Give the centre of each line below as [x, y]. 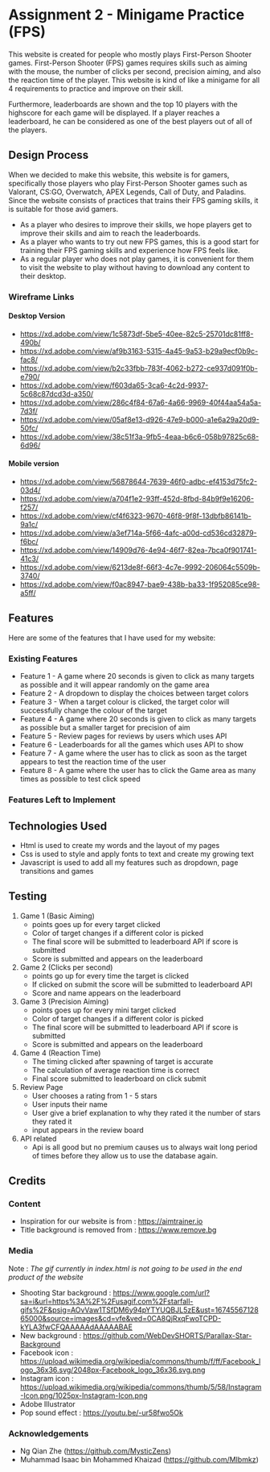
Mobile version [34, 464]
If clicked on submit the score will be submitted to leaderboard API [142, 984]
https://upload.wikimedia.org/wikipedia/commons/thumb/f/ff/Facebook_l [140, 1361]
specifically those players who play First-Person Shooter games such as [128, 183]
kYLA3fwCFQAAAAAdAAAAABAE [76, 1327]
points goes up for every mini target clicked [104, 1010]
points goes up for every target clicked [96, 924]
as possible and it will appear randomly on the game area [115, 685]
